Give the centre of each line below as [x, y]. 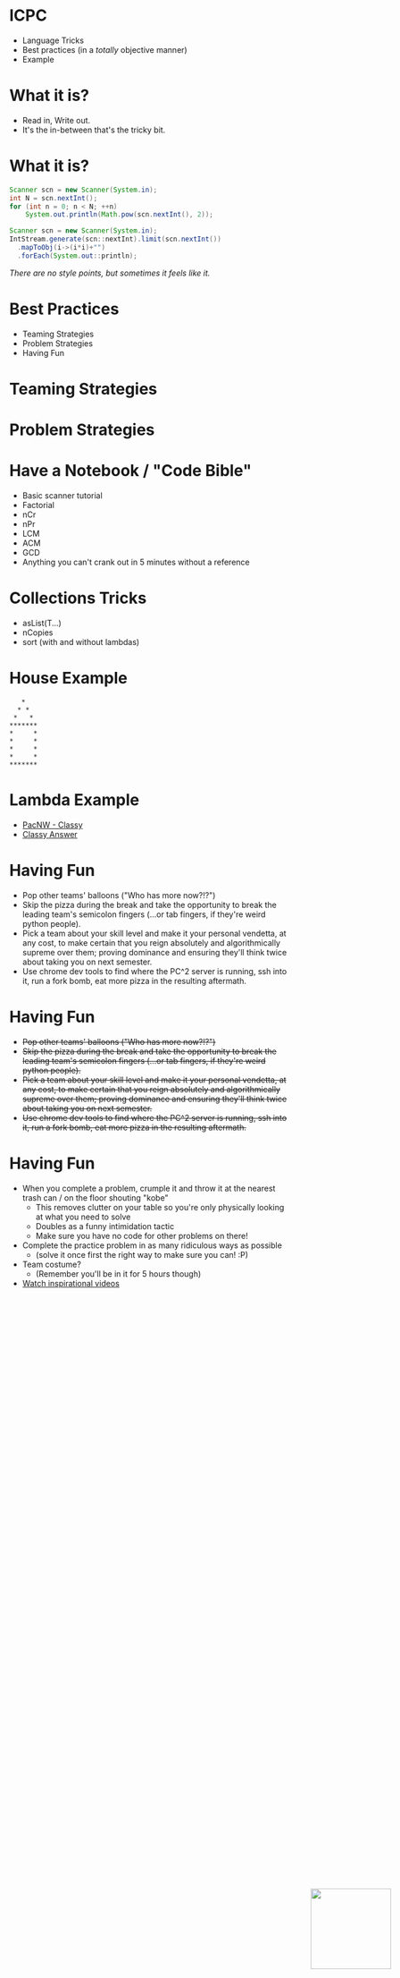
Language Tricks [53, 40]
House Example [68, 679]
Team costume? [52, 1264]
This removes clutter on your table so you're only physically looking [160, 1207]
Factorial [38, 505]
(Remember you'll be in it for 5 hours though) [118, 1273]
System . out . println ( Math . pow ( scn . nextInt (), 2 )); [120, 215]
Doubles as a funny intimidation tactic [105, 1226]
